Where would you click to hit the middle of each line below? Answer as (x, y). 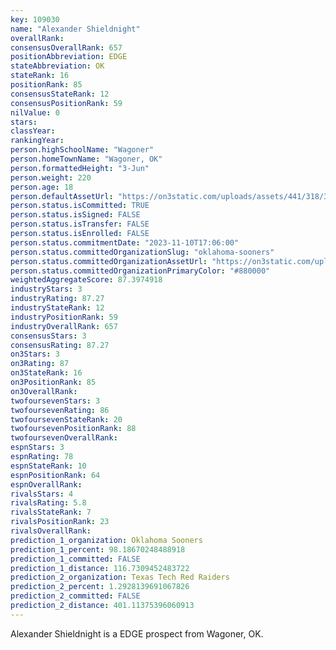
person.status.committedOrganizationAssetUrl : (109, 261)
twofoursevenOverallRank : (64, 438)
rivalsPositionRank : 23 (60, 522)
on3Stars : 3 (35, 354)
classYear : (33, 131)
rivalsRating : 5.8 (48, 503)
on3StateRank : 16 (46, 373)
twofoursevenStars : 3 (55, 401)
